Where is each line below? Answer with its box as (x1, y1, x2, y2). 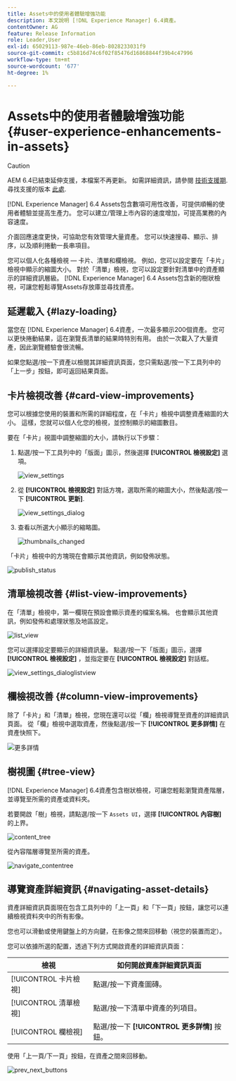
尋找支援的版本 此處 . (7, 185, 67, 194)
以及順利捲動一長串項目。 (19, 241, 93, 250)
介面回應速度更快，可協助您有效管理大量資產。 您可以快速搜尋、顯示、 (7, 233, 212, 241)
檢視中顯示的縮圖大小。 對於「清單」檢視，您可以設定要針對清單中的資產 (7, 265, 218, 273)
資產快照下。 (7, 728, 44, 736)
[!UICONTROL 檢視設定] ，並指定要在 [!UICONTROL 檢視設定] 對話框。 (7, 654, 213, 662)
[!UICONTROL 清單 (11, 998, 74, 1008)
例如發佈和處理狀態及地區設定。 (19, 617, 112, 625)
